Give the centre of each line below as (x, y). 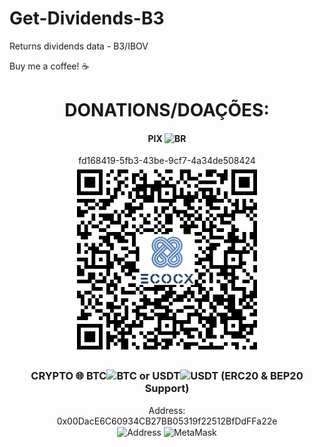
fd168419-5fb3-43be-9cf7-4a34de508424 (167, 161)
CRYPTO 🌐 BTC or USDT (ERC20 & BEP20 (167, 376)
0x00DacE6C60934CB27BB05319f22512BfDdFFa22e (167, 421)
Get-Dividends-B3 (87, 18)
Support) (167, 389)
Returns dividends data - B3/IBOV (79, 46)
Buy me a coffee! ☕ (49, 66)
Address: (167, 410)
